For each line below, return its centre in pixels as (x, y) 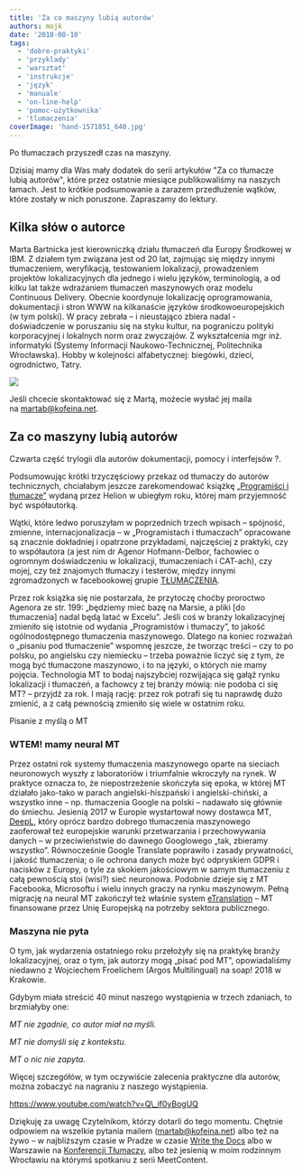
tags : (19, 43)
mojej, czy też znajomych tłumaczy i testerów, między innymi (123, 570)
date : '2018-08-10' (46, 34)
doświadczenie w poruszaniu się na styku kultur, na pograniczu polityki (142, 325)
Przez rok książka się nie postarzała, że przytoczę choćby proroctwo (137, 597)
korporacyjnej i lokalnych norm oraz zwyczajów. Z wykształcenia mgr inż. (146, 335)
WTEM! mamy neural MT (64, 744)
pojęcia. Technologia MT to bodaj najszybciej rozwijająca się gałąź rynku (145, 674)
